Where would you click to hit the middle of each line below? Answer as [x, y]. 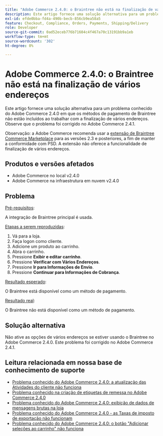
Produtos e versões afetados [50, 164]
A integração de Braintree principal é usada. [49, 218]
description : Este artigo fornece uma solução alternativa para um [75, 14]
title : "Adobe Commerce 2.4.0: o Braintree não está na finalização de [79, 9]
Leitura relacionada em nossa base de [64, 363]
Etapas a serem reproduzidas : [35, 227]
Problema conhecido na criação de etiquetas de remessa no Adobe [79, 392]
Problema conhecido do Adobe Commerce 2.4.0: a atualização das [79, 382]
